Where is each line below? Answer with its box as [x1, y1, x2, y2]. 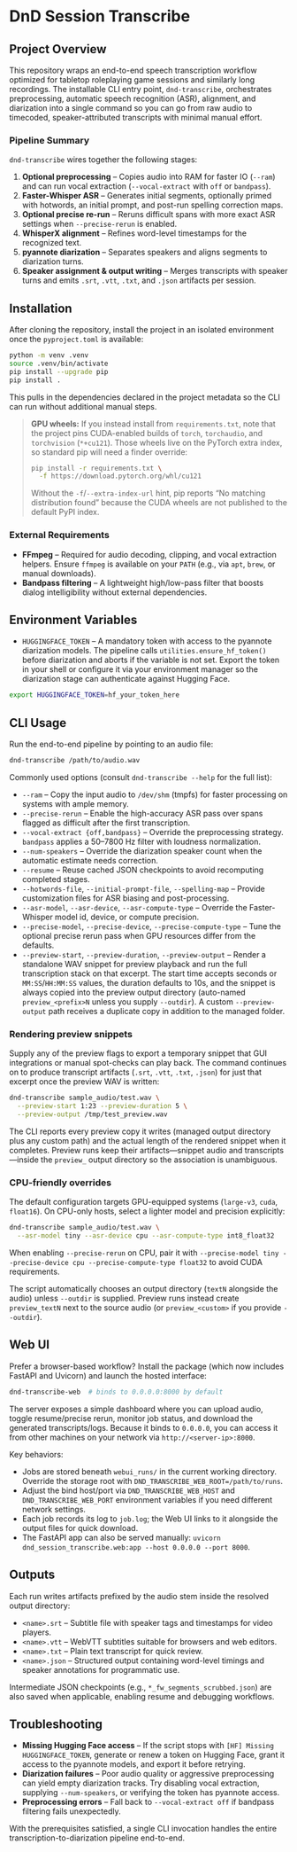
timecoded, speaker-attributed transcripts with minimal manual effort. [9, 113, 263, 122]
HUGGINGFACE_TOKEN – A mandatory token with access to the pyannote [21, 636, 272, 646]
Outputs [9, 1567, 56, 1582]
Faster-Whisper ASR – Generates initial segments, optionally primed [21, 191, 272, 201]
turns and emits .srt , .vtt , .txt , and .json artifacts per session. [21, 275, 256, 285]
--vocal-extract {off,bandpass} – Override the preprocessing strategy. [21, 827, 285, 838]
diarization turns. [21, 256, 84, 267]
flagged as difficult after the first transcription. [21, 817, 191, 828]
